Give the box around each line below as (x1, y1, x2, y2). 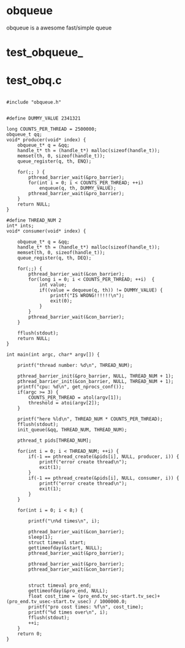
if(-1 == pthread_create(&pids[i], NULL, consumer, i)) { (28, 475, 179, 482)
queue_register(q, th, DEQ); (17, 255, 92, 261)
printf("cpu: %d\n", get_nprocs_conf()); (17, 384, 124, 390)
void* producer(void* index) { (6, 137, 86, 143)
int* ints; (6, 223, 34, 229)
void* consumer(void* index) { (6, 228, 86, 234)
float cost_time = (28, 593, 75, 600)
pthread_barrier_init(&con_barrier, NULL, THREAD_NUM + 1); (17, 379, 174, 385)
